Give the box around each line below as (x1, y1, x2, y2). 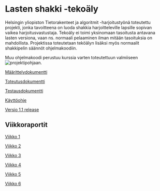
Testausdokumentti (5, 88, 44, 94)
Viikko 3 (5, 152, 21, 158)
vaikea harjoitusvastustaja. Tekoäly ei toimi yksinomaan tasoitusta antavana (5, 30, 156, 35)
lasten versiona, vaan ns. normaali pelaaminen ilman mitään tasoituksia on (5, 35, 152, 41)
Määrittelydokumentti (5, 69, 47, 75)
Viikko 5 (5, 171, 21, 177)
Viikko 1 (5, 133, 20, 139)
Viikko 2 (5, 143, 21, 149)
